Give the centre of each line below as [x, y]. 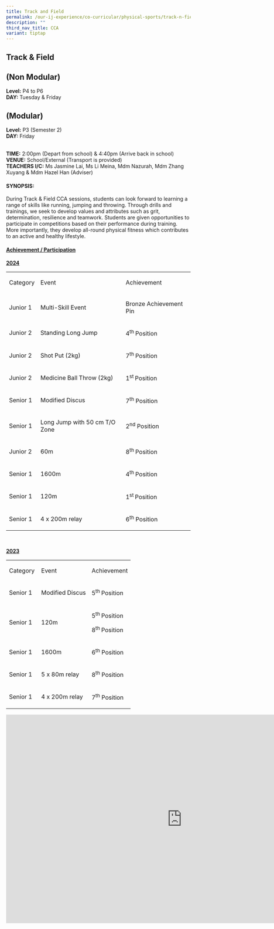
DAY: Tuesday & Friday [34, 97]
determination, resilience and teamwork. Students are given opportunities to [98, 218]
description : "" [26, 22]
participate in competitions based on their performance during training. [92, 224]
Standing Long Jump [69, 333]
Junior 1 [20, 307]
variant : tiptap [26, 33]
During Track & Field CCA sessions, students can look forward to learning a [97, 199]
